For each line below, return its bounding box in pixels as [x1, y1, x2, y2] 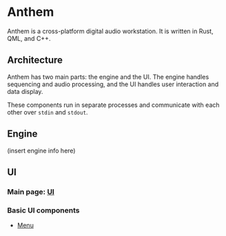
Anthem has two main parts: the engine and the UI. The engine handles [7, 72, 209, 81]
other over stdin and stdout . [7, 108, 88, 116]
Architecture [7, 55, 63, 66]
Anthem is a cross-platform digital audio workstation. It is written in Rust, [7, 27, 214, 35]
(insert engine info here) [7, 146, 76, 155]
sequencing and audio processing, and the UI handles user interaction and [7, 80, 219, 88]
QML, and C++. [7, 34, 51, 42]
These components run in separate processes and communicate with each [7, 101, 220, 109]
